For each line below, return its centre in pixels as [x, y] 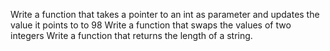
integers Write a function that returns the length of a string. [131, 35]
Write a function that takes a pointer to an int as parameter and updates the [165, 14]
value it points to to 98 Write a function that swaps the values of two [151, 25]
